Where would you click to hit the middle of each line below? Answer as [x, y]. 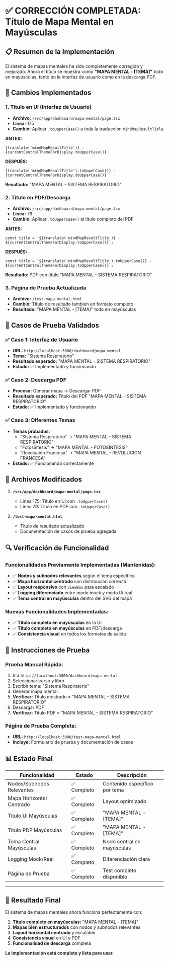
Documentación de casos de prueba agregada [68, 531]
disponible [115, 877]
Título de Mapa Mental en [60, 22]
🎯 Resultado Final [33, 900]
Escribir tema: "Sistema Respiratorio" [51, 686]
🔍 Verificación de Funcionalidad [57, 548]
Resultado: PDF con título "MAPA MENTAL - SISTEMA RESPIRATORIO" [79, 275]
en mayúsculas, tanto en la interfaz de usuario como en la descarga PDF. [81, 77]
